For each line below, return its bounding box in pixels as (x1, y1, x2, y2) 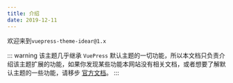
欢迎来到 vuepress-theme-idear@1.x (7, 36, 106, 45)
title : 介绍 (7, 10, 40, 17)
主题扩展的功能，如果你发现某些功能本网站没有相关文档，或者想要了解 (19, 59, 220, 68)
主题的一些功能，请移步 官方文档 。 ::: (12, 68, 119, 77)
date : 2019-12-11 (7, 17, 58, 24)
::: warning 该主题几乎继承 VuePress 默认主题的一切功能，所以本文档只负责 (7, 51, 220, 59)
